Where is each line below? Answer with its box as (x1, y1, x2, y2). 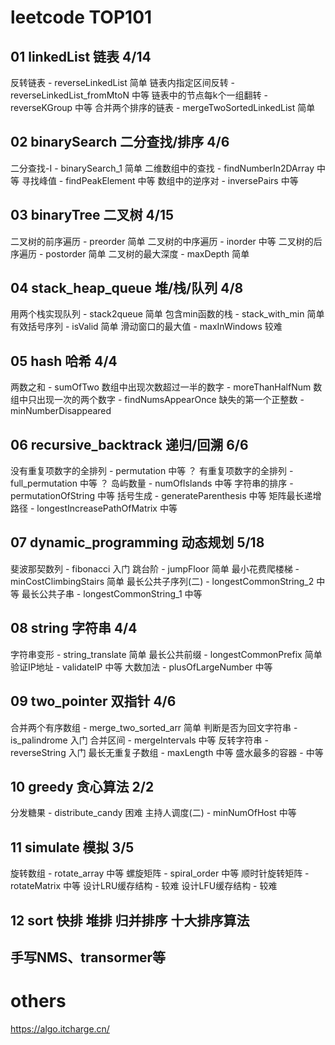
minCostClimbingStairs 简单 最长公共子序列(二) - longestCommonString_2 (10, 575, 315, 587)
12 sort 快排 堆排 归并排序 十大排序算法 (10, 912, 250, 929)
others (10, 990, 67, 1013)
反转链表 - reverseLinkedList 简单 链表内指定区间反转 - (10, 77, 236, 88)
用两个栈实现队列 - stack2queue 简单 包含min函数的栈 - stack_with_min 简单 (10, 308, 325, 320)
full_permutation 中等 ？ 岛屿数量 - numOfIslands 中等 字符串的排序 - (10, 477, 294, 490)
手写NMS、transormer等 (10, 949, 167, 966)
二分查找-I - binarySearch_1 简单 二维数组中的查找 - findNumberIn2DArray (10, 162, 315, 174)
